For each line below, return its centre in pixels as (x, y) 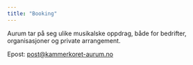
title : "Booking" (32, 13)
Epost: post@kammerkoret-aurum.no (60, 54)
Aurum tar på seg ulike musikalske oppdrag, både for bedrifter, (97, 33)
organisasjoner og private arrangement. (64, 40)
